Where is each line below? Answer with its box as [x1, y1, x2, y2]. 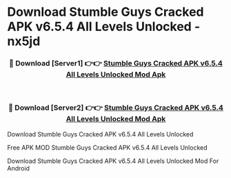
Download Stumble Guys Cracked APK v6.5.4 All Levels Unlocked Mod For [7, 157, 219, 165]
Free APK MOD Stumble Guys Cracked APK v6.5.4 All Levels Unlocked [7, 143, 208, 152]
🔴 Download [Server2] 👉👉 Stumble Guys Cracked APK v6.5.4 [8, 103, 224, 112]
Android [7, 164, 30, 172]
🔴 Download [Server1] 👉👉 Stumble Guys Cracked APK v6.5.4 [9, 59, 223, 68]
